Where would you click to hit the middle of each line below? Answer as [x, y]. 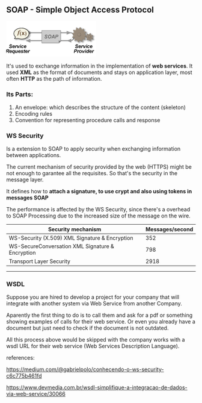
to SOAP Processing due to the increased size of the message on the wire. [98, 216]
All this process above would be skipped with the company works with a [96, 340]
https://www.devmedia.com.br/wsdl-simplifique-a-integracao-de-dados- [97, 387]
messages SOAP [28, 198]
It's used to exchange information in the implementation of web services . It [99, 66]
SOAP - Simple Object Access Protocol [80, 10]
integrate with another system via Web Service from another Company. [94, 304]
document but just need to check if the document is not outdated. [87, 328]
